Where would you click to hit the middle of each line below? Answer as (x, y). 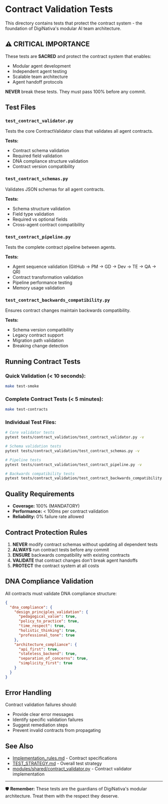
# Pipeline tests (23, 460)
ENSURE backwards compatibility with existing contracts (71, 555)
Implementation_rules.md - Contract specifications (65, 758)
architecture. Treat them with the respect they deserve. (62, 796)
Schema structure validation (41, 208)
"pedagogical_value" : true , (48, 617)
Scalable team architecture (40, 77)
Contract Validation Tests (59, 9)
